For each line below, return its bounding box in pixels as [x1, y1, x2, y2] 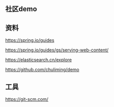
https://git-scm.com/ [5, 96, 49, 102]
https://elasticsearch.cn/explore [5, 57, 72, 63]
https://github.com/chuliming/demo [5, 67, 80, 73]
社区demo [5, 5, 37, 14]
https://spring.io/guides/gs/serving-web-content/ [5, 47, 109, 53]
